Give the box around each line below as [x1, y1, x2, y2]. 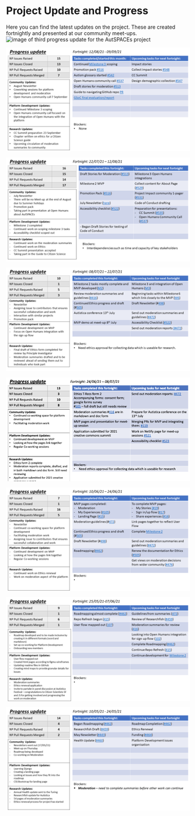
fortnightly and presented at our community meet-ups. [6, 29, 137, 36]
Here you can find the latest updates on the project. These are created [6, 23, 176, 30]
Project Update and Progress [6, 4, 149, 18]
